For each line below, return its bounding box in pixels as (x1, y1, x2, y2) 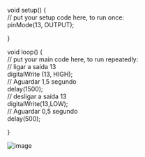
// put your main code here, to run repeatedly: (7, 55, 139, 63)
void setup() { (7, 6, 47, 14)
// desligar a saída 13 (7, 92, 67, 100)
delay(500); (7, 114, 41, 123)
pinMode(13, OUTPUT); (7, 21, 75, 29)
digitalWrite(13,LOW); (7, 100, 68, 107)
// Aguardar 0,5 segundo (7, 107, 78, 115)
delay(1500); (7, 85, 43, 93)
